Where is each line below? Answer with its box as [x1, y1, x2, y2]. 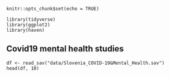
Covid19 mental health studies [6, 43, 124, 54]
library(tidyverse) [6, 16, 56, 23]
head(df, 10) [6, 65, 40, 71]
